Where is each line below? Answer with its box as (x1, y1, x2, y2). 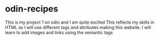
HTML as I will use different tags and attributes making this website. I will (5, 24, 151, 30)
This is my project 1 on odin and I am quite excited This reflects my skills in (5, 19, 155, 25)
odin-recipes (5, 3, 58, 14)
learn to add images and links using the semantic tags (5, 29, 113, 35)
